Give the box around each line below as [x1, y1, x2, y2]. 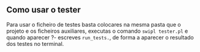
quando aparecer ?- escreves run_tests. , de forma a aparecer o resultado [6, 33, 194, 41]
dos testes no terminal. [6, 40, 64, 47]
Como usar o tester [6, 5, 81, 15]
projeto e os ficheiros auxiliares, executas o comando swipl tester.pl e [6, 27, 188, 34]
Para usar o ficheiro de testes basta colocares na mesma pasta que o [6, 21, 182, 28]
